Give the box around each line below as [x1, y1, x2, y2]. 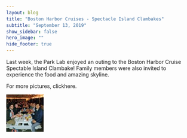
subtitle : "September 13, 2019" [6, 22, 87, 28]
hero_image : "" [6, 35, 44, 41]
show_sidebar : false [6, 29, 58, 35]
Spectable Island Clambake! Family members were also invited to [6, 65, 167, 72]
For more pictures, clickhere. [6, 82, 77, 90]
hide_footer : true [6, 41, 52, 47]
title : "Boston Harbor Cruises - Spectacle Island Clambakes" [6, 16, 164, 22]
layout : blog [6, 10, 39, 16]
